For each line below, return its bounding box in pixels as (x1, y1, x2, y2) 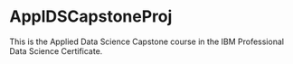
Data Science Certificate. (9, 45, 103, 56)
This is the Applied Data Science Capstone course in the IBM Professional (9, 36, 285, 47)
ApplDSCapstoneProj (9, 6, 173, 27)
